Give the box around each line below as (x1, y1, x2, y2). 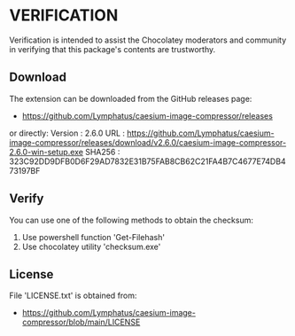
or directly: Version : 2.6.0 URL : (9, 128, 126, 138)
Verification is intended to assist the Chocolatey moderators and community (9, 35, 287, 45)
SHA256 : (85, 146, 120, 157)
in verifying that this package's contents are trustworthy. (9, 43, 216, 54)
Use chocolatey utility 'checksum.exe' (21, 241, 161, 252)
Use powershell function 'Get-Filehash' (21, 231, 166, 242)
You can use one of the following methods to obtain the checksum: (9, 215, 254, 225)
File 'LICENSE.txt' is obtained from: (9, 290, 137, 301)
